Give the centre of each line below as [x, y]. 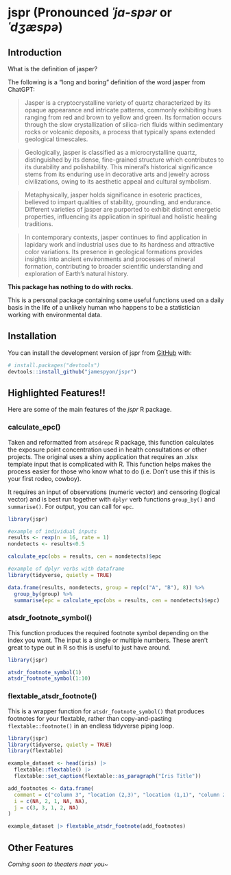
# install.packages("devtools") [54, 365]
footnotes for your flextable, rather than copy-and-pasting [90, 718]
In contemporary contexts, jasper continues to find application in [116, 237]
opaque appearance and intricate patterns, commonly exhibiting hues [123, 110]
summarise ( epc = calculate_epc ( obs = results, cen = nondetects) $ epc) [117, 600]
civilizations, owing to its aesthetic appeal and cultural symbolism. [118, 182]
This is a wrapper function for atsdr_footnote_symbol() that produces [106, 711]
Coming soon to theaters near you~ [58, 864]
